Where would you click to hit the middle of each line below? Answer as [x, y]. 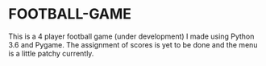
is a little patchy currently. [51, 53]
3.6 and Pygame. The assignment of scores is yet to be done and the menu [133, 44]
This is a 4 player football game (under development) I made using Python [131, 36]
